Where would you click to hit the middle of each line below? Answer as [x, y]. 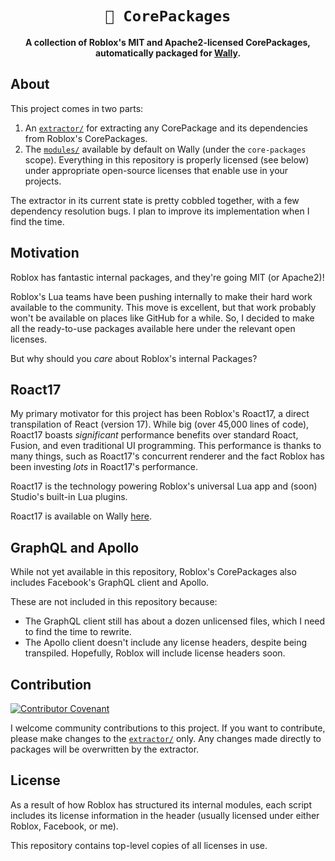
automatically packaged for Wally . [168, 53]
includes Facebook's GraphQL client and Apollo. [110, 583]
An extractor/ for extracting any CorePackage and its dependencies [166, 128]
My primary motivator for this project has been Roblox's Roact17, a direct [160, 414]
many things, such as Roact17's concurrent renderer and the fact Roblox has [167, 456]
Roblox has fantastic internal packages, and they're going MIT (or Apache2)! [167, 277]
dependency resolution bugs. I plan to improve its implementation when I [160, 211]
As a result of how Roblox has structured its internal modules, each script [161, 804]
